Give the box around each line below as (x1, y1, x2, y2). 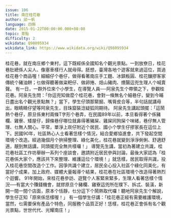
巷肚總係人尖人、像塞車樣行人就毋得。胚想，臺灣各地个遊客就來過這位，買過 (5, 66, 166, 72)
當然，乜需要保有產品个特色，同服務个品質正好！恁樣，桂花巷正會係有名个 (5, 200, 161, 207)
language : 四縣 (5, 21, 36, 27)
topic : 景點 (5, 31, 29, 36)
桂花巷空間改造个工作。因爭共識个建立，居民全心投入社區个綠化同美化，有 (9, 162, 166, 168)
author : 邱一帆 (5, 17, 35, 22)
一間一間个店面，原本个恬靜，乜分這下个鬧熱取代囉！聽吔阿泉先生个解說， (9, 187, 166, 194)
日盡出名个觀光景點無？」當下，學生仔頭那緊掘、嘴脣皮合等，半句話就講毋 (5, 98, 161, 105)
